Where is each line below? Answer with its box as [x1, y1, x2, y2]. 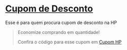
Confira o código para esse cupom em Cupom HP [17, 38, 122, 45]
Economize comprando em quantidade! [17, 29, 100, 35]
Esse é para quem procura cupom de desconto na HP [5, 19, 117, 25]
